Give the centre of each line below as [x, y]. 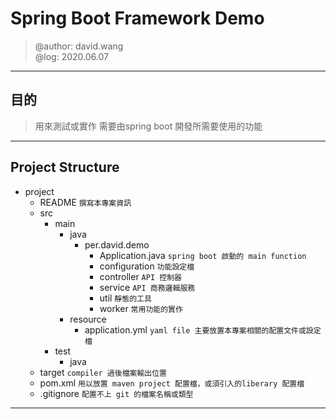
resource [88, 319]
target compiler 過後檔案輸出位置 [103, 372]
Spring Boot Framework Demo [137, 18]
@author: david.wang [79, 46]
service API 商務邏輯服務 [147, 287]
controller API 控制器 [140, 276]
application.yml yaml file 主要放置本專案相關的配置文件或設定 [203, 329]
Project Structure [65, 167]
